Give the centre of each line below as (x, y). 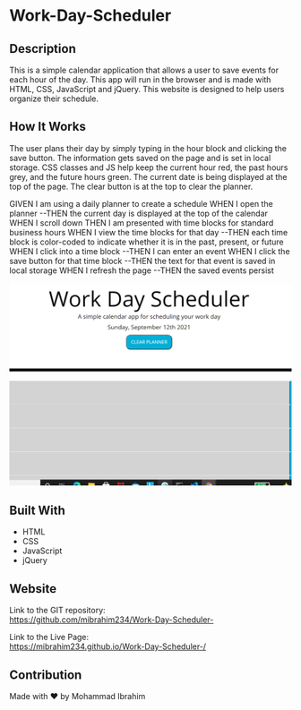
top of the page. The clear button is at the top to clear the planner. (131, 186)
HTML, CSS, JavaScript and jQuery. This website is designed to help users (147, 89)
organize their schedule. (54, 98)
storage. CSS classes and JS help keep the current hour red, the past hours (149, 167)
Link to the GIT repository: (57, 611)
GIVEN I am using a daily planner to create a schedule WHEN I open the (141, 203)
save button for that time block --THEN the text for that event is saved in (142, 261)
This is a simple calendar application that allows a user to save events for (144, 70)
